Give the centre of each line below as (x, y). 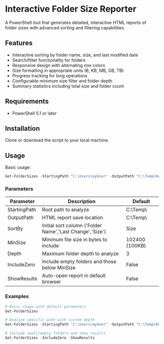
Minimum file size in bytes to (75, 239)
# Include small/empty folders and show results (55, 333)
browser (51, 282)
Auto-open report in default (74, 276)
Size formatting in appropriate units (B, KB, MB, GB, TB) (68, 70)
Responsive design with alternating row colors (59, 65)
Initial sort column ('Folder (72, 226)
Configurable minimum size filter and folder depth (62, 81)
